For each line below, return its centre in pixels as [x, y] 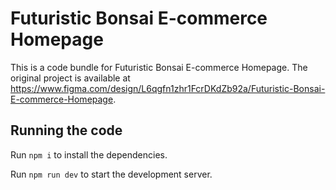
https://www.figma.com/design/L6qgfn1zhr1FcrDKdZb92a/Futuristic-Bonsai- [168, 88]
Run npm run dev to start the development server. [111, 174]
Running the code [66, 130]
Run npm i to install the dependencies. [89, 154]
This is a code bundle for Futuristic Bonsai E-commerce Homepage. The [159, 67]
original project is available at [70, 78]
